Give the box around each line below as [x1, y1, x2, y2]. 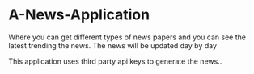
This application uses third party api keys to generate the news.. [8, 56, 222, 66]
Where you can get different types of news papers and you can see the [8, 32, 247, 42]
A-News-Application [8, 6, 150, 24]
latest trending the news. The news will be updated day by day [8, 40, 217, 50]
